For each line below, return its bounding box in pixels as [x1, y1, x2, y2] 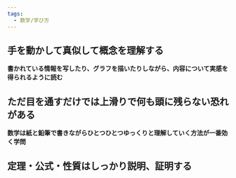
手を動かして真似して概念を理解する [7, 44, 164, 56]
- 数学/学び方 [13, 17, 50, 24]
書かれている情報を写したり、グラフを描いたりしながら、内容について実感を [7, 64, 228, 73]
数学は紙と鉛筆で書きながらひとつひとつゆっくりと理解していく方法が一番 [7, 129, 222, 137]
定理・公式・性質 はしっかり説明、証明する [7, 160, 192, 172]
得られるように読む [7, 73, 63, 81]
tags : [7, 10, 23, 18]
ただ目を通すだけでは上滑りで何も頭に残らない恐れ [7, 95, 229, 107]
